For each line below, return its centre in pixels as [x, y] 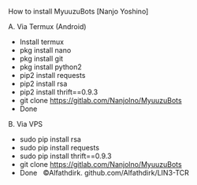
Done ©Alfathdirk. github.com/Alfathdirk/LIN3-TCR [104, 173]
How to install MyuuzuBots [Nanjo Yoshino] [78, 11]
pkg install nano [45, 50]
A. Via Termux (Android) [47, 26]
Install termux [42, 42]
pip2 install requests [52, 75]
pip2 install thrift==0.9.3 [59, 92]
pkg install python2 [50, 67]
